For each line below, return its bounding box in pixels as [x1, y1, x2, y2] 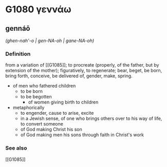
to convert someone [20, 121, 63, 127]
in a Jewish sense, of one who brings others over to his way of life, [20, 115, 162, 121]
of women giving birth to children [28, 99, 99, 106]
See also [5, 144, 27, 152]
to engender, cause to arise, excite [20, 110, 94, 116]
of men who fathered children [12, 83, 76, 89]
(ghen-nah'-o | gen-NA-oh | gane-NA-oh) [5, 37, 95, 44]
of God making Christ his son [20, 127, 82, 133]
